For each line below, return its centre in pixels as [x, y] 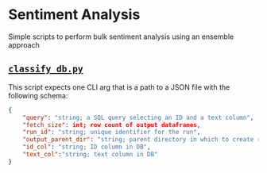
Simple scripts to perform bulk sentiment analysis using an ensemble [121, 37]
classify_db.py [46, 69]
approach [24, 44]
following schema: [38, 95]
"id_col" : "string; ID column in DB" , [87, 147]
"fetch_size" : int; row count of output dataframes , [112, 125]
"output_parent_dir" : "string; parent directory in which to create [138, 140]
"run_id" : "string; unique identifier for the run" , [112, 133]
